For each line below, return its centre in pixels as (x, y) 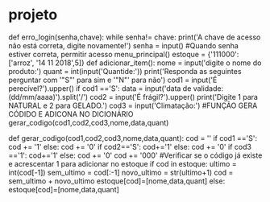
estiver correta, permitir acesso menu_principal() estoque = (107, 54)
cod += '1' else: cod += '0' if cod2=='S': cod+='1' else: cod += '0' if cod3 (130, 146)
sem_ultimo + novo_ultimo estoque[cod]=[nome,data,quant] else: (117, 181)
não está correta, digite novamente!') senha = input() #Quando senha (124, 45)
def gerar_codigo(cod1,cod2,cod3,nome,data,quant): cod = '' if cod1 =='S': (133, 138)
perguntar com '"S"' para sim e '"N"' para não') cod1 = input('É (113, 80)
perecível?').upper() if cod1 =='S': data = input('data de (100, 88)
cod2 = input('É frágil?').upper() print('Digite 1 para (174, 97)
